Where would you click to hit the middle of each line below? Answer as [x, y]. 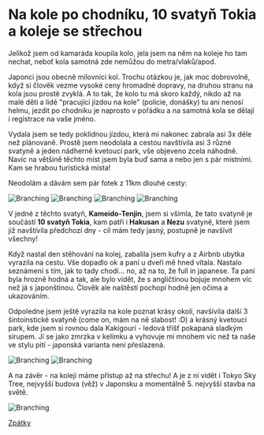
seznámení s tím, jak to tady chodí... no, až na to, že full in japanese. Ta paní [132, 271]
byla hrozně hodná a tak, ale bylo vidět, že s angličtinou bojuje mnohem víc [130, 279]
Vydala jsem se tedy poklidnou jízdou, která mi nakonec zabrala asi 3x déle [130, 134]
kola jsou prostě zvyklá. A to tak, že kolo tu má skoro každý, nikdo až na [125, 93]
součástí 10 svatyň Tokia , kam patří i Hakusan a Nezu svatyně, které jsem [129, 222]
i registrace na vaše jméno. [52, 118]
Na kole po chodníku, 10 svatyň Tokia [132, 15]
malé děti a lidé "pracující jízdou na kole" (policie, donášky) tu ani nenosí [126, 102]
